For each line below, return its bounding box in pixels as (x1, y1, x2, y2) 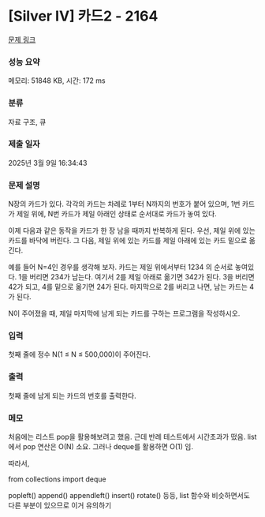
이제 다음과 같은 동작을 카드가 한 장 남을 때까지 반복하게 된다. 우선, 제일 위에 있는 (8, 226, 256, 235)
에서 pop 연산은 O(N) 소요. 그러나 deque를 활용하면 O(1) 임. (8, 442, 193, 451)
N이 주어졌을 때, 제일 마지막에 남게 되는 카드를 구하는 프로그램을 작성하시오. (8, 309, 241, 318)
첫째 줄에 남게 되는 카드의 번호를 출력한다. (8, 391, 136, 400)
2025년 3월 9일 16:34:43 (8, 158, 88, 167)
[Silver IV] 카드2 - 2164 (8, 7, 159, 25)
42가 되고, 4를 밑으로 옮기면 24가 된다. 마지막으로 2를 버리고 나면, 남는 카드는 (8, 282, 248, 292)
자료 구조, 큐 (8, 117, 47, 126)
